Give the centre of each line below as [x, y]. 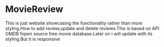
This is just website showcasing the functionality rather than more [74, 23]
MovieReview [34, 9]
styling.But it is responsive [33, 39]
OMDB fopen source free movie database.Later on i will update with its [79, 33]
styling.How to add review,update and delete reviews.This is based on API [82, 28]
